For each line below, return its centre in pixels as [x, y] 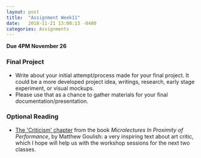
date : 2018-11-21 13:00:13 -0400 [51, 23]
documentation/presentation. [51, 101]
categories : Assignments [38, 29]
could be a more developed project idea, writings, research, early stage [105, 81]
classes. [26, 149]
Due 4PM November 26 [37, 46]
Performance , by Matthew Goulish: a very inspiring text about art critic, [104, 136]
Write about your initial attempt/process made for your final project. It [102, 75]
